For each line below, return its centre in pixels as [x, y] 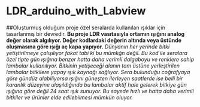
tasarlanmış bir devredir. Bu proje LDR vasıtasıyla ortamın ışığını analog [96, 33]
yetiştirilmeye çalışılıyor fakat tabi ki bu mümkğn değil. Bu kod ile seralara [97, 53]
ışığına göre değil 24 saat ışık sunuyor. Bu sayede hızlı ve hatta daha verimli [100, 91]
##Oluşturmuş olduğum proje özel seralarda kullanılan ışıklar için [86, 27]
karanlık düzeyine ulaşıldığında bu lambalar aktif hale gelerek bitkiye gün [97, 84]
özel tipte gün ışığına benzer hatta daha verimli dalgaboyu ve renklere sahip [100, 59]
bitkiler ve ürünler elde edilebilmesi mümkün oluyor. [70, 97]
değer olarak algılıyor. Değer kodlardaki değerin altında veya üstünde [94, 40]
